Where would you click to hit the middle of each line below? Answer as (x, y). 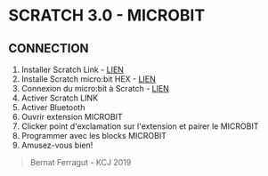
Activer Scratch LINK (60, 98)
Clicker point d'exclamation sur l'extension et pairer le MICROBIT (140, 126)
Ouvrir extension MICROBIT (72, 117)
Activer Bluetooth (53, 107)
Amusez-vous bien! (57, 145)
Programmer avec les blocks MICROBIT (93, 136)
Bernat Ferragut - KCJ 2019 (81, 162)
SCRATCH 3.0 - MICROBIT (107, 16)
